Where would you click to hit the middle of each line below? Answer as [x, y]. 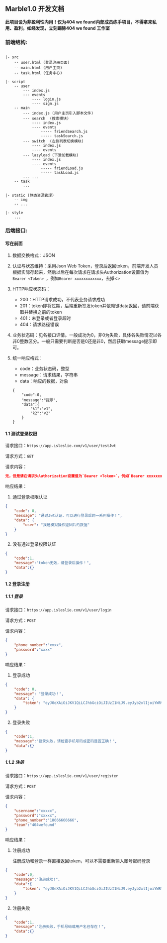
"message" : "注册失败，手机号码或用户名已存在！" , [60, 927]
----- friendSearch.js [64, 132]
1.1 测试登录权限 [21, 433]
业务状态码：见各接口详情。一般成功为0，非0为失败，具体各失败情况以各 [87, 335]
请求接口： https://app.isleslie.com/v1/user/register [62, 776]
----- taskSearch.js [62, 136]
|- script [15, 82]
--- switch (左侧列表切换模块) [53, 141]
